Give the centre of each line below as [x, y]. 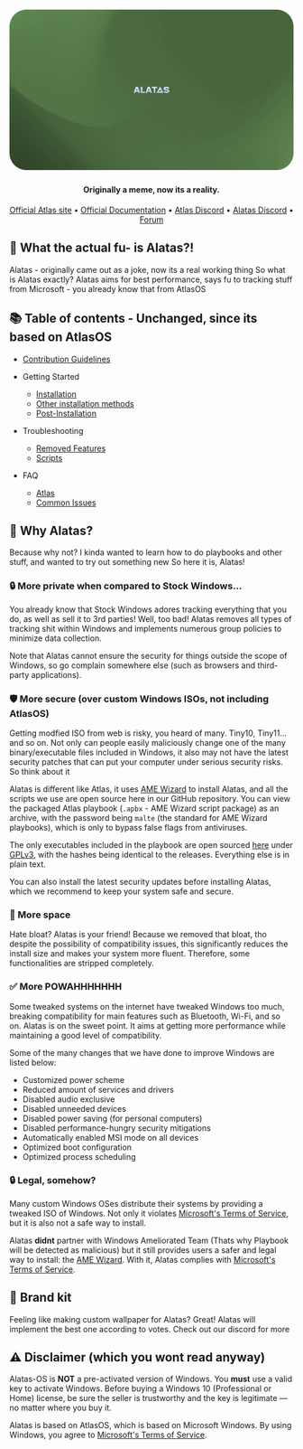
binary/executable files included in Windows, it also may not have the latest [149, 752]
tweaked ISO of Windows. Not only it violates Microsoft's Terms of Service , [149, 1213]
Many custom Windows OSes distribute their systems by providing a [136, 1203]
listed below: [33, 1062]
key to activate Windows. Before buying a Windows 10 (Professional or [141, 1388]
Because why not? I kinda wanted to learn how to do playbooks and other [146, 552]
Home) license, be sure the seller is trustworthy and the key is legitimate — [149, 1398]
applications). [56, 674]
